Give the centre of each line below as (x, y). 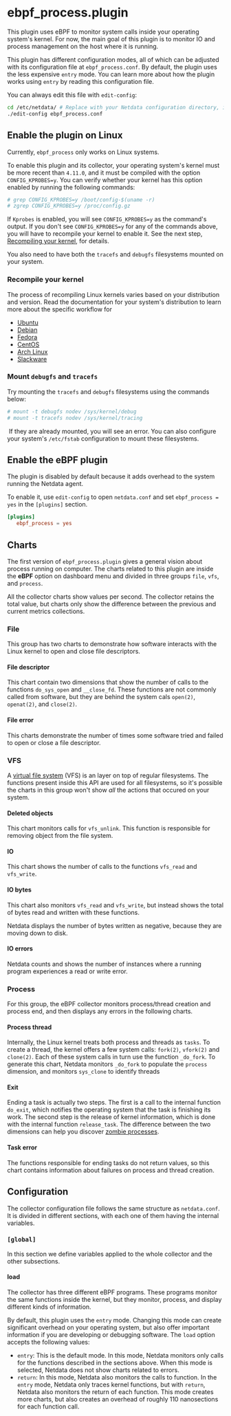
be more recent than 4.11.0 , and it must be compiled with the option (104, 173)
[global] (22, 1240)
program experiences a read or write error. (68, 971)
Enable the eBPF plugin (58, 460)
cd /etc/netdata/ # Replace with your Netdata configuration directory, (113, 107)
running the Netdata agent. (45, 484)
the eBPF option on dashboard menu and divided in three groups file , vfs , (113, 576)
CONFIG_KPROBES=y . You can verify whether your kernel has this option (105, 179)
